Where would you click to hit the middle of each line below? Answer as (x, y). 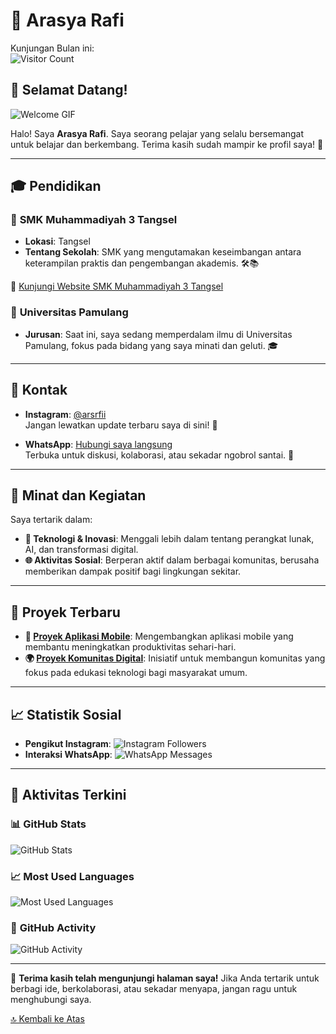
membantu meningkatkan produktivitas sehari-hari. (130, 647)
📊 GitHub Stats (48, 824)
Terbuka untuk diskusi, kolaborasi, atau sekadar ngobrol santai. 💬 (159, 455)
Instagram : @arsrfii (65, 414)
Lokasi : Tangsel (57, 241)
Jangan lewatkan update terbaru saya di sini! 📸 (121, 425)
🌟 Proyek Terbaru (65, 612)
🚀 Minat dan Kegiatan (78, 495)
